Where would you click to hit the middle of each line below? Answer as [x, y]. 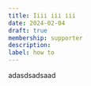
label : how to [32, 53]
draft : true [28, 30]
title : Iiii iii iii [42, 16]
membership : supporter [45, 38]
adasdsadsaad [32, 75]
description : [30, 45]
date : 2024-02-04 [37, 23]
